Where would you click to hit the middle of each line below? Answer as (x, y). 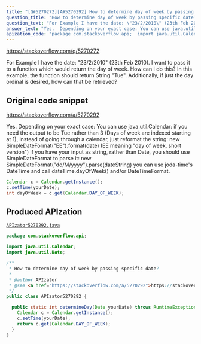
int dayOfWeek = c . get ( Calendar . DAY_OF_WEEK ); (65, 193)
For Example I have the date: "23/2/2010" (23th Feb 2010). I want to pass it (98, 63)
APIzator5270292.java (33, 226)
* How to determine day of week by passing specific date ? (84, 269)
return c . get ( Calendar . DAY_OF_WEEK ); (64, 324)
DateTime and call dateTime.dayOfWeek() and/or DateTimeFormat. (88, 171)
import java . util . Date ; (36, 252)
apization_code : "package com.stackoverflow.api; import (80, 34)
